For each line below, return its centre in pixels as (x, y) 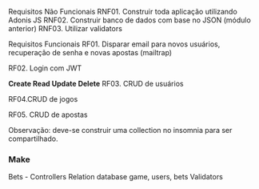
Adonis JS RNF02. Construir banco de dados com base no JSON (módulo (130, 20)
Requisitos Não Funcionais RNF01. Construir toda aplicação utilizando (123, 12)
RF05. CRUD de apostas (48, 115)
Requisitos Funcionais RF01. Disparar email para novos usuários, (114, 44)
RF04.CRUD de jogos (43, 99)
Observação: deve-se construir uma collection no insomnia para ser (120, 130)
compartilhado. (33, 139)
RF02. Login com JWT (45, 68)
